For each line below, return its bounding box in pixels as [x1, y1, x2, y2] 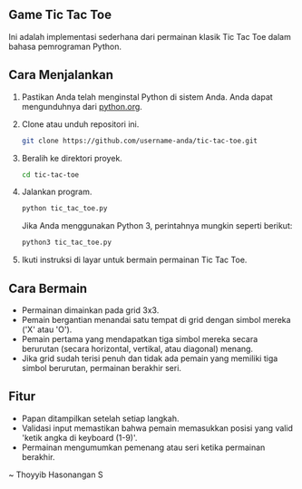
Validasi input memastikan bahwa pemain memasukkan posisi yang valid [21, 422, 294, 434]
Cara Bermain [8, 280, 88, 296]
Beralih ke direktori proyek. [21, 152, 123, 163]
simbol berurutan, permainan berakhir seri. [21, 362, 182, 373]
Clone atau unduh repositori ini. [21, 118, 140, 130]
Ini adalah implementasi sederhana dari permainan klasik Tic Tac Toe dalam [8, 31, 291, 42]
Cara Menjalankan [8, 67, 114, 83]
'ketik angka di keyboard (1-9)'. [21, 432, 138, 443]
